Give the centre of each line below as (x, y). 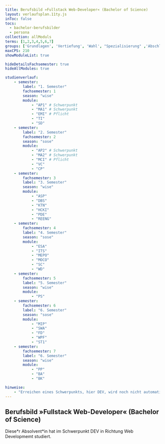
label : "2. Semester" (45, 132)
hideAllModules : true (27, 69)
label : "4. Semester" (45, 233)
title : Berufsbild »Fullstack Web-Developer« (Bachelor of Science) (77, 10)
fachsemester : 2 (39, 137)
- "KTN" (39, 205)
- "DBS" (39, 201)
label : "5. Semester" (45, 283)
